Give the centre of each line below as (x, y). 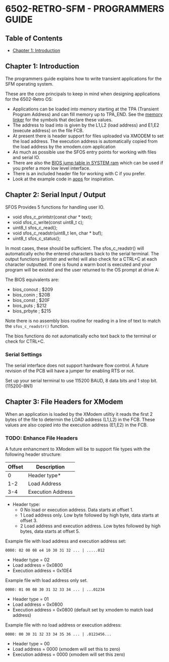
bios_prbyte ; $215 (32, 311)
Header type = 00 (31, 644)
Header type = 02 (31, 560)
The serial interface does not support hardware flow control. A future (77, 365)
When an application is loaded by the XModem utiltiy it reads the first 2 (79, 414)
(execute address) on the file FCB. (48, 130)
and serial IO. (26, 157)
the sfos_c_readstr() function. (37, 326)
